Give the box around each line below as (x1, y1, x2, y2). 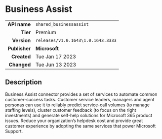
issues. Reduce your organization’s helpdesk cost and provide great (5, 118, 143, 124)
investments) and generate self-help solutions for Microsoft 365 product (5, 112, 153, 118)
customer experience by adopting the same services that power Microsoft (5, 123, 156, 129)
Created (11, 53, 31, 60)
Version (12, 37, 31, 44)
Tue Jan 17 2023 (35, 53, 77, 60)
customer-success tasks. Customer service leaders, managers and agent (5, 96, 155, 102)
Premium (35, 29, 57, 36)
